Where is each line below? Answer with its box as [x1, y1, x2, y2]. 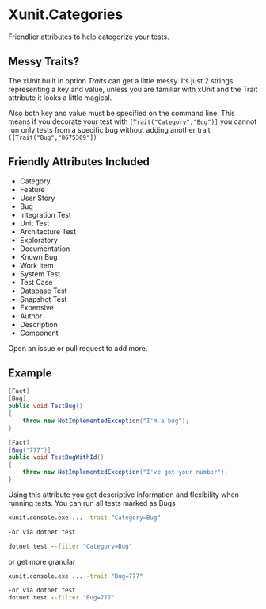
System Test [19, 268, 61, 279]
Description [19, 319, 58, 329]
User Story [19, 193, 55, 202]
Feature [19, 184, 45, 194]
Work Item [19, 260, 54, 270]
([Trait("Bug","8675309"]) [8, 133, 97, 141]
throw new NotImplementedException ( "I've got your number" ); [22, 468, 228, 476]
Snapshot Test [19, 294, 67, 303]
